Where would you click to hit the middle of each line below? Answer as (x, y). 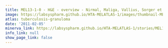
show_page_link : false (29, 38)
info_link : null (22, 33)
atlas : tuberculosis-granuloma (38, 19)
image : (12, 14)
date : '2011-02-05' (25, 24)
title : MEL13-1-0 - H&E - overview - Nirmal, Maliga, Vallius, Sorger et (84, 10)
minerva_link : (20, 28)
